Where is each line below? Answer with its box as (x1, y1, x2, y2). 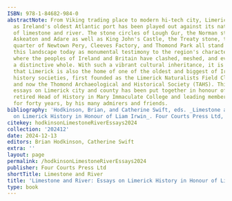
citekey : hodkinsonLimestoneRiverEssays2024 (7, 119, 137, 126)
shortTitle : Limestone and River (7, 171, 104, 178)
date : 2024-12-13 (7, 132, 57, 139)
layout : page (7, 151, 45, 159)
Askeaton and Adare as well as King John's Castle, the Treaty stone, (13, 36, 221, 43)
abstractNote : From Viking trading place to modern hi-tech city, (7, 17, 202, 23)
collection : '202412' (7, 126, 70, 133)
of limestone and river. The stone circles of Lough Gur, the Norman (13, 29, 217, 37)
